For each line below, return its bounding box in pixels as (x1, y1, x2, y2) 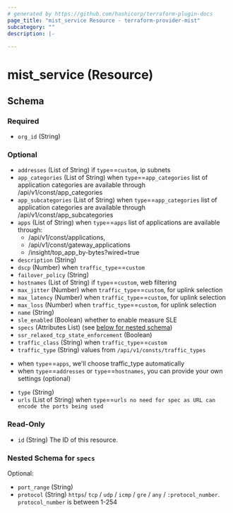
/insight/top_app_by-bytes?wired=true (28, 248, 140, 257)
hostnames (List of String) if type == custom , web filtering (17, 278, 177, 286)
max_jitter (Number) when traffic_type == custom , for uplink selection (17, 286, 223, 294)
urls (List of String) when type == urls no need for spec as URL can (17, 396, 215, 404)
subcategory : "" (7, 23, 55, 30)
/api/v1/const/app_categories (17, 188, 103, 197)
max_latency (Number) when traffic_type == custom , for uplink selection (17, 294, 226, 302)
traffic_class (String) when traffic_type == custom (17, 338, 167, 346)
